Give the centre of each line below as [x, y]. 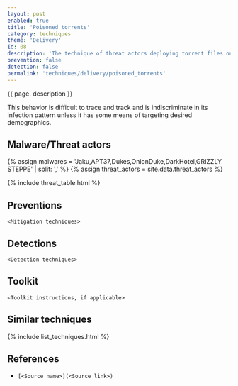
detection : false [33, 67]
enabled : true [28, 21]
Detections [32, 243]
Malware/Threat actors [59, 144]
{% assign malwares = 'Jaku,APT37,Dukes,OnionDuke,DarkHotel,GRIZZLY [115, 162]
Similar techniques [50, 320]
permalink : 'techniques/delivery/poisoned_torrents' [87, 73]
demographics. [29, 122]
